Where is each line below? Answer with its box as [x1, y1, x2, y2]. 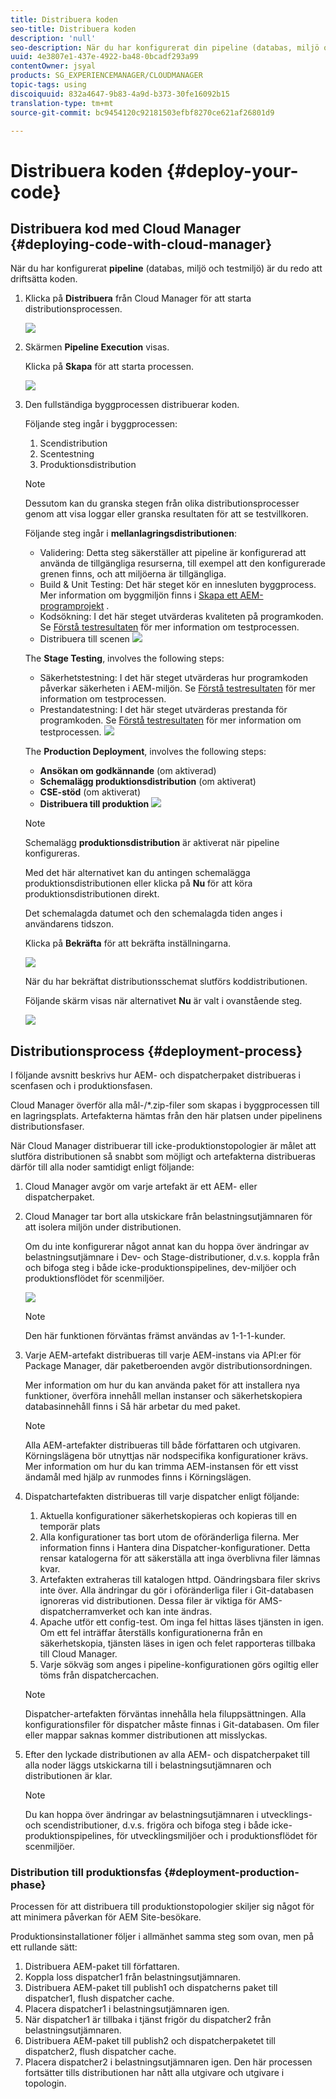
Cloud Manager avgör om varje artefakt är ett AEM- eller [24, 1181, 258, 1193]
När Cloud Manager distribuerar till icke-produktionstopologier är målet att [10, 1140, 317, 1152]
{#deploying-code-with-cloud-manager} [10, 236, 272, 253]
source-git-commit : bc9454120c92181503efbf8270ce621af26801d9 [10, 107, 275, 118]
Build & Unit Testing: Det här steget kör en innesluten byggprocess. [39, 579, 317, 591]
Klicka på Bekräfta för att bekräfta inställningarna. [24, 937, 232, 950]
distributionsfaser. [10, 1121, 85, 1133]
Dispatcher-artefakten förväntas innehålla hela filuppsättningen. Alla [24, 1708, 307, 1720]
